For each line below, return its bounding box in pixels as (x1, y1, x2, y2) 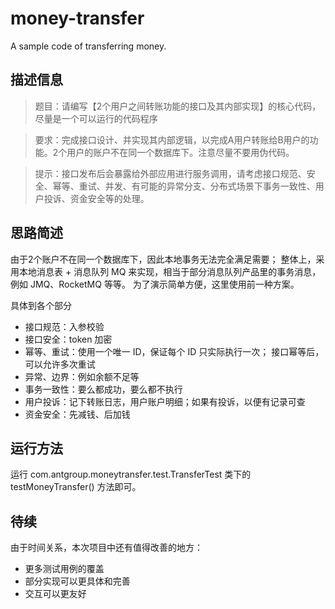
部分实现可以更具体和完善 (24, 575, 131, 587)
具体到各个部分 (10, 299, 72, 311)
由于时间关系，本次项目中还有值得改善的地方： (10, 542, 203, 554)
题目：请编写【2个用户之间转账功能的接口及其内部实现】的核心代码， (34, 100, 322, 112)
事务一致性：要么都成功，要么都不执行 (24, 383, 183, 395)
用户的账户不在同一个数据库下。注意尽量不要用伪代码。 (66, 146, 295, 158)
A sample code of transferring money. (10, 40, 167, 52)
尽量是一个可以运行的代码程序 (34, 112, 158, 124)
